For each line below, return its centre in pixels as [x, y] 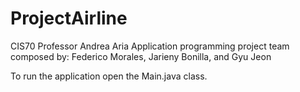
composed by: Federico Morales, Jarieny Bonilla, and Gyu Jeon [141, 56]
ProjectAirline [69, 18]
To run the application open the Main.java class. [109, 76]
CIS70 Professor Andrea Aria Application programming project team [150, 46]
